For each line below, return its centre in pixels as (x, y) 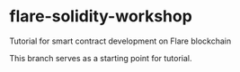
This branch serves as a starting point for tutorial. (101, 58)
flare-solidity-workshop (101, 16)
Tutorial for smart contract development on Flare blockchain (120, 41)
